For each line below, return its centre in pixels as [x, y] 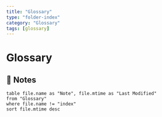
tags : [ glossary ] [28, 28]
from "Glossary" [26, 99]
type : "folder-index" [33, 17]
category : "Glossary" [33, 23]
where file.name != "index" [41, 104]
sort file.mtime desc [33, 109]
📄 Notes [21, 80]
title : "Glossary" [29, 12]
